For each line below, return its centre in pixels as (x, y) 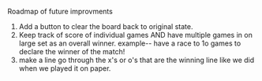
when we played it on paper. (65, 68)
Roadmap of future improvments (60, 11)
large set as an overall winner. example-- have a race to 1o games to (130, 43)
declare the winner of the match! (72, 52)
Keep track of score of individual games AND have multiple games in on (136, 35)
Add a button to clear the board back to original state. (106, 26)
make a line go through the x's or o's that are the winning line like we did (137, 60)
